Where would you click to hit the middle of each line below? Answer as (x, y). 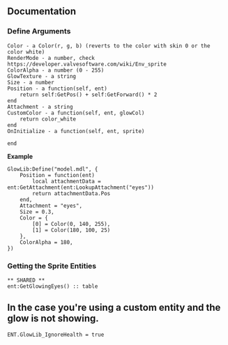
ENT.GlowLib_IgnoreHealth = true (56, 335)
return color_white (48, 119)
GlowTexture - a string (42, 76)
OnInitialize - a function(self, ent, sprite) (76, 131)
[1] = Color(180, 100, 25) (71, 230)
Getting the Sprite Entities (52, 266)
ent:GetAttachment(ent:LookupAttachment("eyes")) (81, 187)
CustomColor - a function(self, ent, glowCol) (76, 113)
